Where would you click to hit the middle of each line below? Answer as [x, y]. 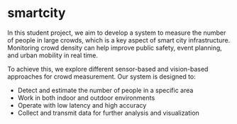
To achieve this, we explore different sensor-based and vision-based [108, 69]
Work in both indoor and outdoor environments [86, 98]
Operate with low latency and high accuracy [82, 105]
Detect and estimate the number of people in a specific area [105, 90]
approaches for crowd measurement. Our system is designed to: [102, 77]
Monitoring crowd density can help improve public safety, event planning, [115, 47]
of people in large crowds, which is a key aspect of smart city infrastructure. [119, 40]
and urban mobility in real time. [53, 55]
